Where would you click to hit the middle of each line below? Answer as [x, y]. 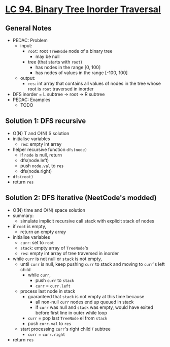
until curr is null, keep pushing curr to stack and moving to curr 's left [92, 264]
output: [28, 78]
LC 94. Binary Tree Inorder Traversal [83, 9]
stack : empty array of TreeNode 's [54, 248]
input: [26, 46]
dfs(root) [23, 177]
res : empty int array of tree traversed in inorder [70, 253]
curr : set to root [37, 242]
